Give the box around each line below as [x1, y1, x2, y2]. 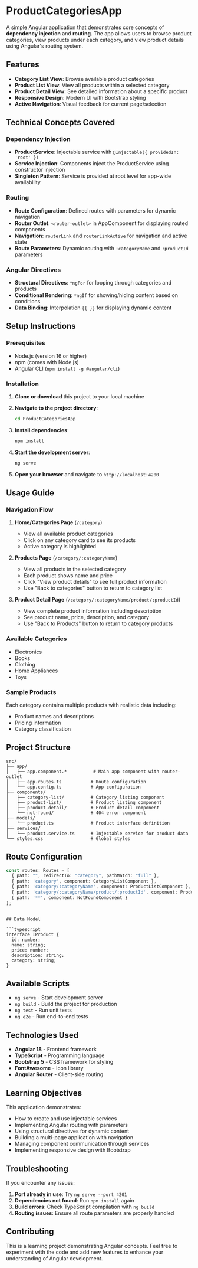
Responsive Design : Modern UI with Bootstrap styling [14, 94, 146, 101]
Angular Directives [6, 266, 61, 274]
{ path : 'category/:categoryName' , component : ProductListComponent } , [11, 884, 192, 890]
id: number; [11, 937, 41, 943]
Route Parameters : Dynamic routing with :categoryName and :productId [14, 244, 189, 251]
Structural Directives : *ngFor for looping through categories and [14, 279, 172, 286]
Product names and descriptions [14, 713, 94, 720]
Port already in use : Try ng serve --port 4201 [14, 1191, 127, 1198]
